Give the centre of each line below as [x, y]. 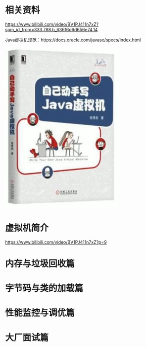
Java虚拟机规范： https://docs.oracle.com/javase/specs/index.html [73, 40]
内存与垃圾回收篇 [40, 264]
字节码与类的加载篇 [44, 288]
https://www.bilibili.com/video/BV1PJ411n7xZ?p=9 [56, 242]
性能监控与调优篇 [40, 313]
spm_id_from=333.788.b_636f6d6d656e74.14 [51, 29]
